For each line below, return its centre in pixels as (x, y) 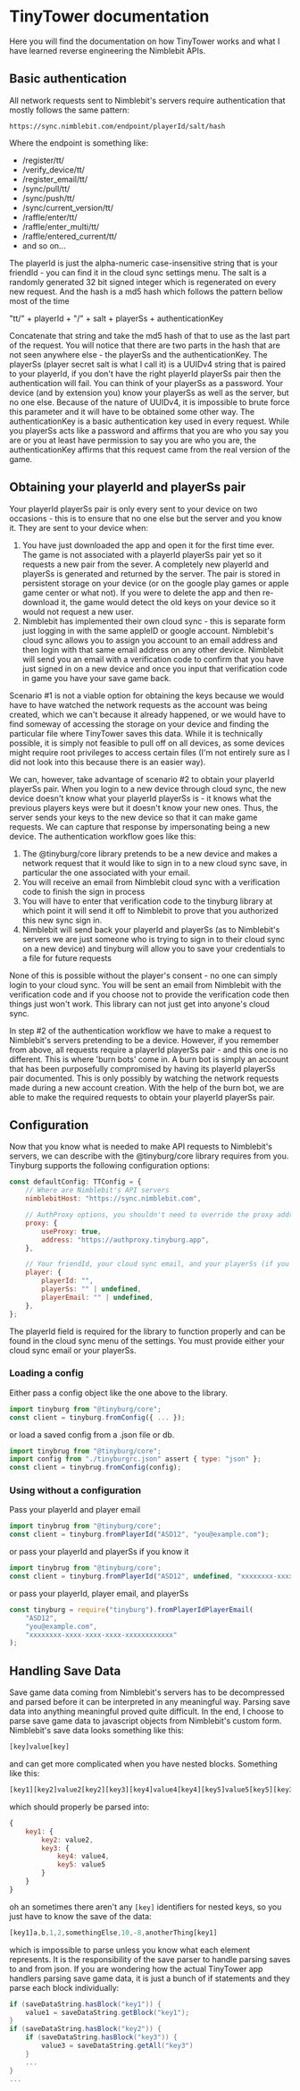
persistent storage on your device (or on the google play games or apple (155, 583)
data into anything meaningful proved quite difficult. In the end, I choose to (146, 1712)
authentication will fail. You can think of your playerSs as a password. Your (146, 383)
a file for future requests (67, 957)
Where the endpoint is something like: (79, 143)
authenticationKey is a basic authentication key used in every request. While (150, 421)
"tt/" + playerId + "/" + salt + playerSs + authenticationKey (117, 318)
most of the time (39, 300)
